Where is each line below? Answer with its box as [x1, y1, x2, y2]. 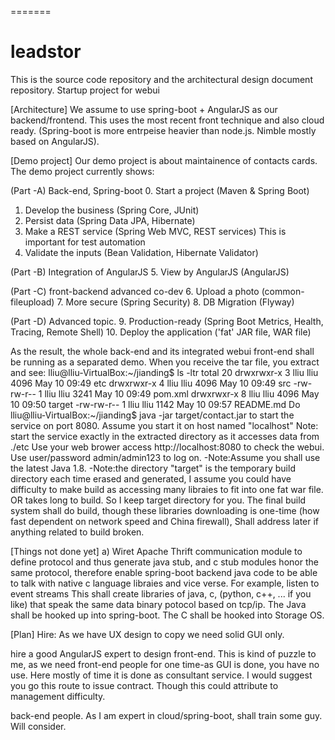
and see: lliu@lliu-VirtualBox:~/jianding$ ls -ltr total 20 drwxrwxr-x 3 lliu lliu [10, 366, 319, 378]
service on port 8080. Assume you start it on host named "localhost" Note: [10, 419, 319, 431]
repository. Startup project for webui [10, 84, 160, 96]
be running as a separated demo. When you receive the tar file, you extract [10, 356, 320, 368]
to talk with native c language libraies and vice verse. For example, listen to [10, 577, 320, 589]
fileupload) [10, 296, 55, 308]
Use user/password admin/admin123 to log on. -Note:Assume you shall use [10, 451, 321, 463]
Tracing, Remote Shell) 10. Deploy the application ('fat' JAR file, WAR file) [10, 326, 312, 338]
